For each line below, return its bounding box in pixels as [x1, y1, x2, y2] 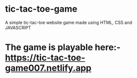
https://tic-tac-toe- [5, 52, 85, 63]
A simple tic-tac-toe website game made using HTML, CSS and [5, 19, 133, 25]
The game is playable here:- [5, 42, 121, 53]
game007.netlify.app [5, 62, 92, 74]
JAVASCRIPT [5, 24, 31, 30]
